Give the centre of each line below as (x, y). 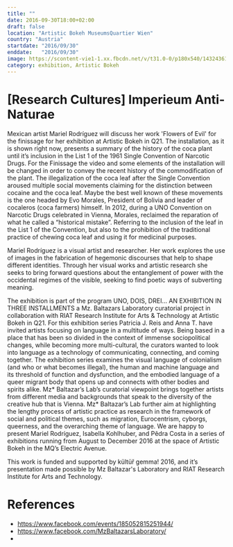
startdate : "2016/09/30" (43, 46)
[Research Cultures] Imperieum (100, 100)
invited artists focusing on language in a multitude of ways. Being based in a (116, 330)
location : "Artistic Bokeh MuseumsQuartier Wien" (80, 33)
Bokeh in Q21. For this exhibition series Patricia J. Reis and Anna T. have (110, 323)
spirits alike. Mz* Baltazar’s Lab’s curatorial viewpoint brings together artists (115, 389)
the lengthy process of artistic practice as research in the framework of (109, 411)
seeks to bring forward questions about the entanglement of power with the (115, 272)
